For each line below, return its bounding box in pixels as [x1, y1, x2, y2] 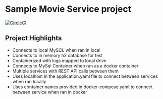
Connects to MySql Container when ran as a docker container [12, 63, 139, 68]
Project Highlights [5, 34, 62, 42]
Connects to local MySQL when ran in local [12, 47, 101, 53]
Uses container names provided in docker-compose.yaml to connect [12, 84, 153, 90]
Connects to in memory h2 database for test [12, 52, 103, 58]
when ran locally [12, 78, 46, 84]
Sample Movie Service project [5, 3, 131, 15]
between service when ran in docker [12, 89, 88, 95]
